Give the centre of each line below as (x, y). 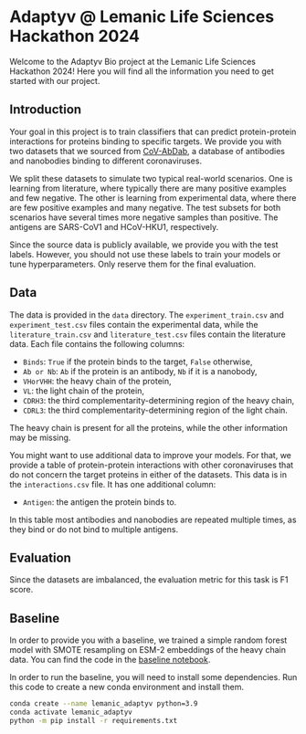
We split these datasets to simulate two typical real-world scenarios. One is (151, 178)
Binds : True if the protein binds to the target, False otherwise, (137, 362)
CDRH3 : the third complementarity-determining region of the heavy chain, (158, 400)
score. (21, 590)
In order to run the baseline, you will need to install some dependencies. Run (153, 677)
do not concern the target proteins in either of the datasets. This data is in (148, 474)
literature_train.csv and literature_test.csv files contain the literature (148, 334)
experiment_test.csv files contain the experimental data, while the (134, 324)
